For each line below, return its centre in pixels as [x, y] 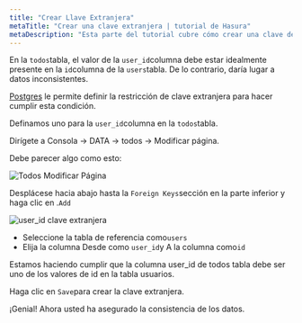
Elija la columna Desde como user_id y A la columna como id [133, 247]
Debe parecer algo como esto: [66, 158]
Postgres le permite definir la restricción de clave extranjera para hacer [141, 96]
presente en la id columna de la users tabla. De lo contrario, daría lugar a [142, 69]
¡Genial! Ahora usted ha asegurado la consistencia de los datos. [127, 309]
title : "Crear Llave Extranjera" [72, 18]
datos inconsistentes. [49, 79]
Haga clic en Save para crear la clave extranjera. [97, 292]
